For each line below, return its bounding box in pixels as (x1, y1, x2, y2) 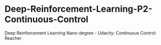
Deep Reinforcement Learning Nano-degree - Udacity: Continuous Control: (4, 30, 157, 36)
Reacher (4, 35, 22, 41)
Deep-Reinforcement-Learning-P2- (4, 3, 153, 15)
